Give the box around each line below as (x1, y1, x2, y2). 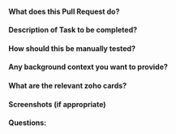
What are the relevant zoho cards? (8, 80, 127, 90)
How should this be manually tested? (8, 43, 136, 53)
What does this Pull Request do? (8, 6, 120, 16)
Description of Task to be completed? (8, 25, 138, 35)
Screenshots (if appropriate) (8, 99, 107, 109)
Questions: (8, 118, 47, 128)
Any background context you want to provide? (8, 62, 169, 72)
